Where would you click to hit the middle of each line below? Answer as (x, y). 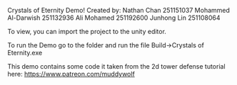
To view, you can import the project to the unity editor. (87, 32)
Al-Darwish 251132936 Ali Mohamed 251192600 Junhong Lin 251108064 (114, 18)
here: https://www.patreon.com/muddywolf (71, 74)
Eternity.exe (25, 53)
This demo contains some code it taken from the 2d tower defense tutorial (117, 66)
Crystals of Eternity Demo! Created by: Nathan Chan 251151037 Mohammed (119, 10)
